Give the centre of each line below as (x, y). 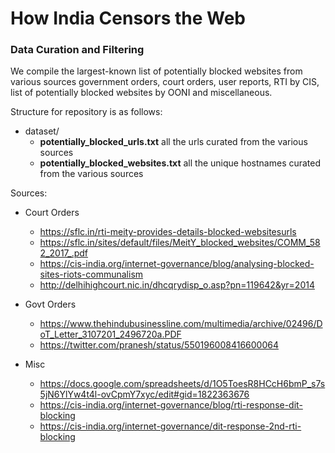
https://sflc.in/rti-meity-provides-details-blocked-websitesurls (168, 232)
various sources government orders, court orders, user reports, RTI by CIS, (165, 82)
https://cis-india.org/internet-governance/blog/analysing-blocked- (177, 264)
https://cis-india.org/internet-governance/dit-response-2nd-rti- (170, 426)
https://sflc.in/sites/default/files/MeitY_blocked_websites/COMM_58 (180, 243)
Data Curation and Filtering (77, 50)
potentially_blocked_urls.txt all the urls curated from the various (173, 142)
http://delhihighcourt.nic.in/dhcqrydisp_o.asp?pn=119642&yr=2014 (177, 285)
